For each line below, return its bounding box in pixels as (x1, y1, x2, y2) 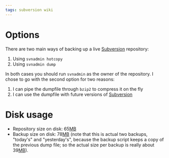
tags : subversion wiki (5, 7, 53, 13)
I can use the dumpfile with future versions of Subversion (12, 91, 133, 97)
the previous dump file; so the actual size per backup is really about (12, 142, 155, 148)
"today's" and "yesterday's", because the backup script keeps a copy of (12, 136, 164, 142)
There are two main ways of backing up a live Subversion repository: (5, 46, 149, 52)
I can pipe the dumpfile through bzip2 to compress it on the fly (12, 86, 144, 92)
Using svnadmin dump (12, 61, 56, 67)
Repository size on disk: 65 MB (12, 126, 77, 132)
